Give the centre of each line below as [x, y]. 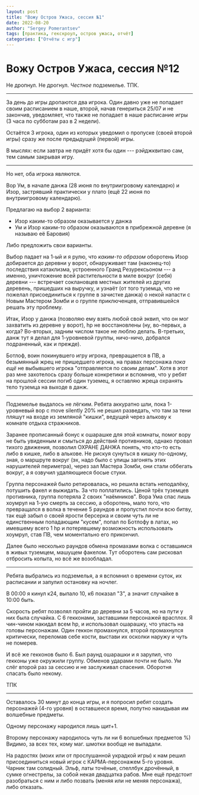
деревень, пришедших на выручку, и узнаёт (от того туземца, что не [93, 288]
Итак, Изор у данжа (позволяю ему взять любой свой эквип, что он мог [97, 318]
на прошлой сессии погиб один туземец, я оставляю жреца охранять [94, 380]
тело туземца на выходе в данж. [47, 387]
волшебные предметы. [35, 714]
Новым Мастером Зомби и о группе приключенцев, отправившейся [93, 301]
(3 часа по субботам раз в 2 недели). [53, 121]
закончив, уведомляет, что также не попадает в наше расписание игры [97, 115]
